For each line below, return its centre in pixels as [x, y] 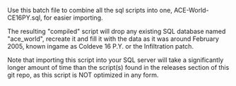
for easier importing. [73, 18]
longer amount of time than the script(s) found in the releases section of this [118, 67]
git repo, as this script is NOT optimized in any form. [83, 75]
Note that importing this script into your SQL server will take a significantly [116, 60]
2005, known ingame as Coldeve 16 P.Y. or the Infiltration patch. [101, 46]
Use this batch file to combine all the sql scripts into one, [90, 10]
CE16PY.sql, [25, 18]
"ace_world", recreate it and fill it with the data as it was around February [113, 39]
